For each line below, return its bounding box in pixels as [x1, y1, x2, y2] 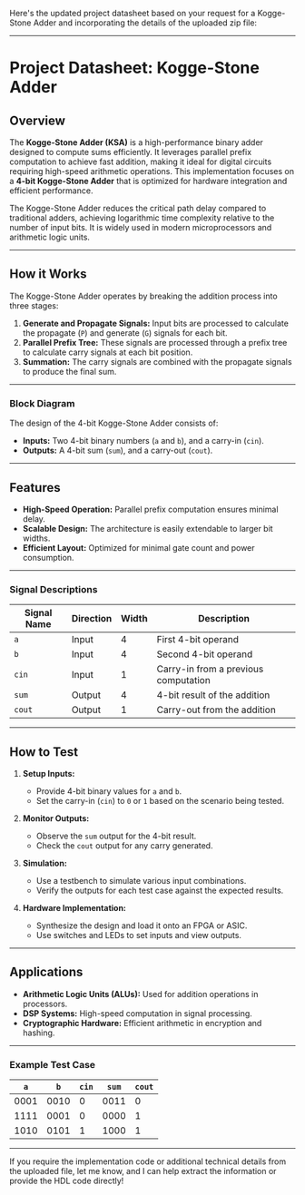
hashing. [22, 1027, 55, 1038]
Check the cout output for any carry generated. [35, 840, 213, 851]
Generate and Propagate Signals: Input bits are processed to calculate [22, 318, 289, 328]
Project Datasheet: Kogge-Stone [9, 58, 261, 78]
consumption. [22, 552, 74, 563]
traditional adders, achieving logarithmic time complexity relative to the [9, 212, 275, 223]
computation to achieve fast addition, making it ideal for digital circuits [9, 156, 272, 167]
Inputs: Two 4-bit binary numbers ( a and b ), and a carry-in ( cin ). [22, 436, 265, 446]
